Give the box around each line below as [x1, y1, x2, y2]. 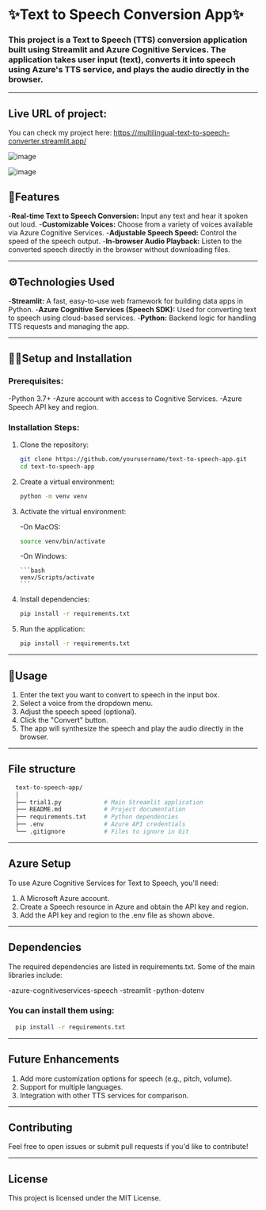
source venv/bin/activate [19, 537, 105, 545]
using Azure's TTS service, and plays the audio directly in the [8, 64, 249, 75]
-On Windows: [19, 552, 67, 561]
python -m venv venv [19, 492, 88, 500]
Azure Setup [8, 857, 71, 871]
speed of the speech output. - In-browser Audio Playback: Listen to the [8, 236, 243, 246]
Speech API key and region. [8, 402, 99, 411]
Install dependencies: [19, 594, 90, 604]
